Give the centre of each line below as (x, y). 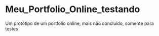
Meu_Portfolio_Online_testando (73, 9)
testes (12, 28)
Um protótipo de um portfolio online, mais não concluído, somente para (80, 23)
